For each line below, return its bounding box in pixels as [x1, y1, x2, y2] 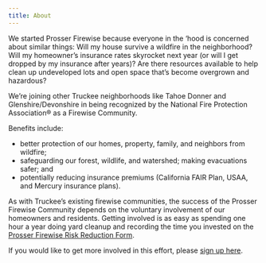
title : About [8, 11, 52, 20]
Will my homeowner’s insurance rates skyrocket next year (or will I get [8, 50, 239, 60]
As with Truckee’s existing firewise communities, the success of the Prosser [8, 196, 257, 206]
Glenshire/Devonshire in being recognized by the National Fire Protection [8, 99, 248, 109]
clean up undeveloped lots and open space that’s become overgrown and [8, 67, 249, 76]
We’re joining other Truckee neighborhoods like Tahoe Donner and [8, 91, 227, 100]
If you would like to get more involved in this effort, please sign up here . [8, 246, 243, 255]
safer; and [19, 164, 54, 173]
